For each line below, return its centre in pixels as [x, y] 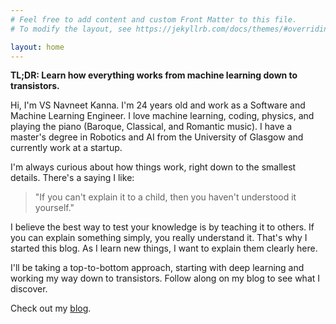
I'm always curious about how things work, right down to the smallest [153, 167]
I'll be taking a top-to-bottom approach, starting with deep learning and [157, 268]
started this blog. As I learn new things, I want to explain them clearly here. [164, 248]
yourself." [54, 208]
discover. [29, 289]
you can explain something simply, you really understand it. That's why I [159, 238]
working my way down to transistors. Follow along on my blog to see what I [165, 278]
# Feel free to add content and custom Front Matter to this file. [154, 19]
